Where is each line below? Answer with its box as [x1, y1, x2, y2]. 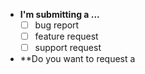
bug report [34, 19, 80, 31]
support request [34, 42, 102, 54]
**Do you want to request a [19, 53, 136, 65]
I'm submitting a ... [19, 9, 100, 20]
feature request [34, 30, 99, 43]
